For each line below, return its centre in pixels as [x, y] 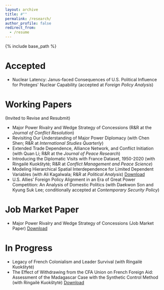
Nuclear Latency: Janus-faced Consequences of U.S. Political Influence [84, 79]
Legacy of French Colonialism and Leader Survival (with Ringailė [77, 262]
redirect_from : [21, 28]
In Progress [29, 248]
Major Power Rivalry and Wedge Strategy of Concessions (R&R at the [82, 127]
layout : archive [22, 10]
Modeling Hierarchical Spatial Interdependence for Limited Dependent [83, 169]
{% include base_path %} [31, 46]
